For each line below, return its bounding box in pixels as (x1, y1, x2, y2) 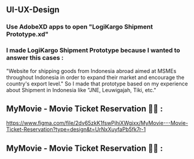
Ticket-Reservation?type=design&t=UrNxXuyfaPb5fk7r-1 (6, 126, 146, 133)
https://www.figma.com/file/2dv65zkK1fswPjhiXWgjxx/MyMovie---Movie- (6, 120, 189, 127)
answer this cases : (6, 54, 64, 62)
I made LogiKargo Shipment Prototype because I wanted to (6, 46, 180, 54)
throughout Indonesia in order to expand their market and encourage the (6, 74, 185, 81)
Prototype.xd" (6, 30, 49, 38)
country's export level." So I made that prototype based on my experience (6, 80, 188, 87)
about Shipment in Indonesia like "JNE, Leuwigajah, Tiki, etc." (6, 86, 156, 93)
